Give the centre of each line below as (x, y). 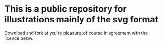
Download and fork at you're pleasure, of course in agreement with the (76, 33)
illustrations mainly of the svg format (81, 19)
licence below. (19, 38)
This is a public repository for (66, 9)
